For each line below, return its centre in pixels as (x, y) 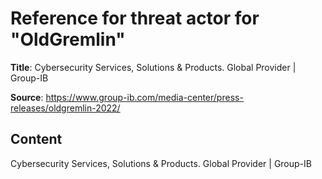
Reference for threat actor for (135, 18)
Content (36, 139)
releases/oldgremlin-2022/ (65, 108)
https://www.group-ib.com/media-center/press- (144, 97)
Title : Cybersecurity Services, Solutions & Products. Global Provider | (153, 67)
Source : (27, 97)
